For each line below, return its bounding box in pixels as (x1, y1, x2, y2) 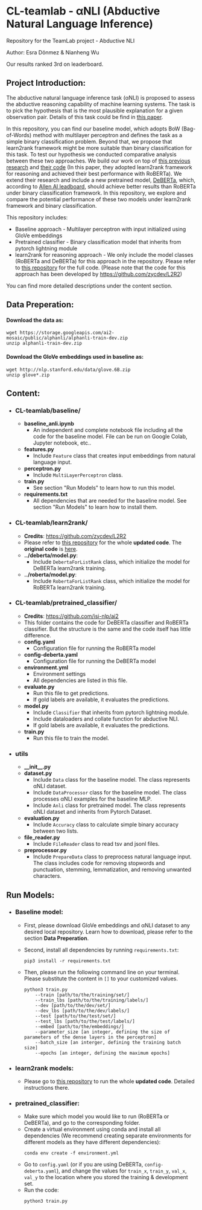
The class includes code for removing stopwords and (33, 860, 166, 867)
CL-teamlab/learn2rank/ (14, 518, 88, 527)
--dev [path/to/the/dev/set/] (35, 1002, 111, 1008)
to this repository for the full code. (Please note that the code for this (14, 264, 186, 271)
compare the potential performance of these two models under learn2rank (6, 195, 191, 203)
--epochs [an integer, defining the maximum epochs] (35, 1050, 171, 1056)
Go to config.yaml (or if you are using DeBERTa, (24, 1161, 144, 1168)
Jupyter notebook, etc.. (33, 439, 92, 446)
